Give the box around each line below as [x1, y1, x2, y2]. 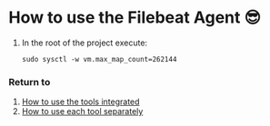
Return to [8, 75, 51, 88]
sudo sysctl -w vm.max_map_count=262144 [21, 54, 177, 63]
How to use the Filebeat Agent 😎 [8, 7, 261, 28]
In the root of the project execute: [21, 37, 147, 48]
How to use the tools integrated [21, 96, 140, 107]
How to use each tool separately [21, 106, 144, 117]
